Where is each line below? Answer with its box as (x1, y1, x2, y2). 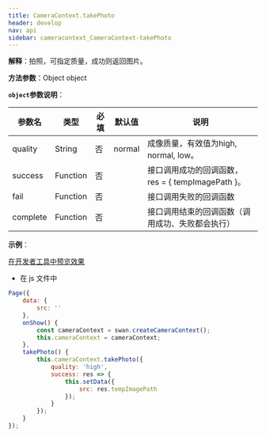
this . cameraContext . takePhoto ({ (36, 355, 144, 364)
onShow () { (22, 318, 59, 327)
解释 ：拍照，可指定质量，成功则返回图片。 (8, 56, 147, 66)
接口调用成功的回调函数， (147, 165, 243, 176)
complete (12, 211, 47, 222)
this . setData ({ (64, 378, 115, 386)
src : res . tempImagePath (78, 385, 158, 393)
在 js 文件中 (19, 274, 58, 283)
